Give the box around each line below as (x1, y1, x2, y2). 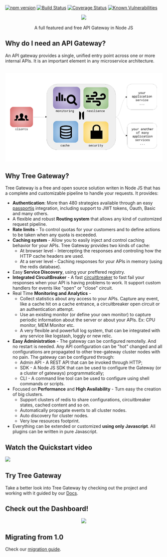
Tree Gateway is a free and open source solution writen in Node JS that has (5, 185, 161, 191)
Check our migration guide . (5, 546, 61, 552)
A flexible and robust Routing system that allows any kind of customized (12, 216, 162, 222)
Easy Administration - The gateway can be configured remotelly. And (12, 338, 157, 344)
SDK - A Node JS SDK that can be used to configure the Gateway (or (19, 365, 162, 371)
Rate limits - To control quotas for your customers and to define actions (12, 227, 161, 233)
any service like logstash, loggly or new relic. (19, 333, 113, 339)
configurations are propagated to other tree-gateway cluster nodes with (12, 349, 161, 355)
